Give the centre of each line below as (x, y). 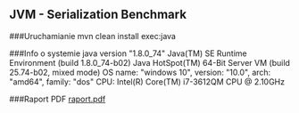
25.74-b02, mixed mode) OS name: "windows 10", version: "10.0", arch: (140, 72)
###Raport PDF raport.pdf (58, 99)
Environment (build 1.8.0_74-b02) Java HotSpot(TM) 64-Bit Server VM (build (149, 62)
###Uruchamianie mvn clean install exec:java (93, 36)
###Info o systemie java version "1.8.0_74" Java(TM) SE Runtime (128, 53)
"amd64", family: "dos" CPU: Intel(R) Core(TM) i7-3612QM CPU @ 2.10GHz (147, 81)
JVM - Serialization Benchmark (98, 15)
